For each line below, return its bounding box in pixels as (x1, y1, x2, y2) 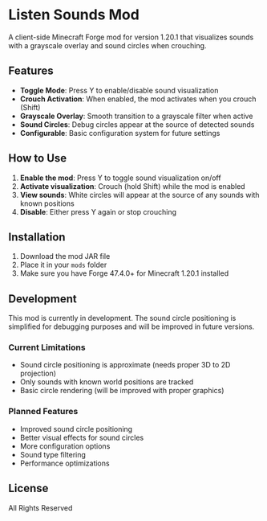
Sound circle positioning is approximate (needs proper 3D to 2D (19, 360, 231, 370)
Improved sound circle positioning (19, 424, 133, 433)
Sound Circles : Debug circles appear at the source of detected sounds (19, 119, 255, 129)
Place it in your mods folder (19, 260, 107, 270)
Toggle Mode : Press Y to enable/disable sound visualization (19, 85, 219, 95)
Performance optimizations (19, 458, 110, 468)
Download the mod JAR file (19, 252, 111, 261)
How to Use (8, 151, 67, 166)
